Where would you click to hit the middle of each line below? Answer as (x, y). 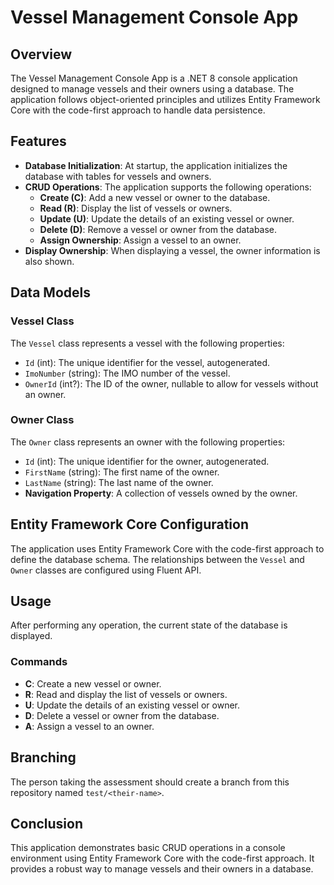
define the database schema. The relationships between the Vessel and (157, 559)
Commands (39, 662)
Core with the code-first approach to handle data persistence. (138, 110)
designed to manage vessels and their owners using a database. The (152, 89)
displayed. (31, 636)
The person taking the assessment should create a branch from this (150, 782)
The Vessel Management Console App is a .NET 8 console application (154, 78)
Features (38, 141)
